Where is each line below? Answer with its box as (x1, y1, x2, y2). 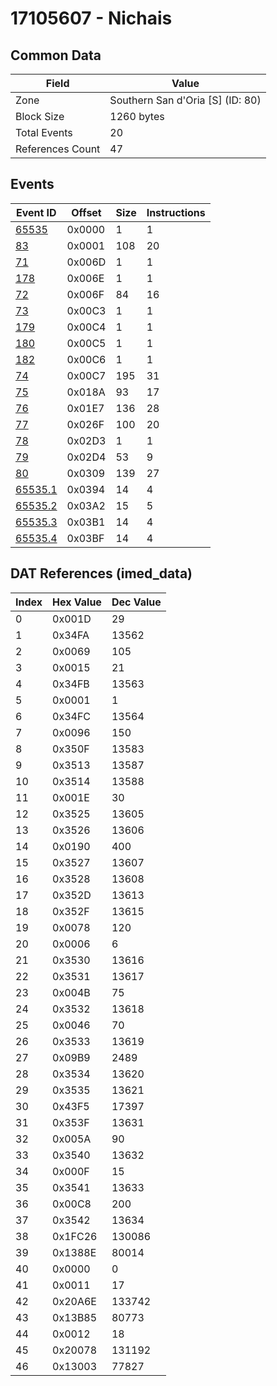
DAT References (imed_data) (10, 565, 193, 582)
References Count (15, 142, 101, 156)
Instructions (146, 205, 206, 219)
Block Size (15, 110, 65, 123)
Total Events (15, 126, 73, 139)
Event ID (15, 205, 57, 219)
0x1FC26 (52, 1229, 98, 1243)
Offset (71, 205, 102, 219)
